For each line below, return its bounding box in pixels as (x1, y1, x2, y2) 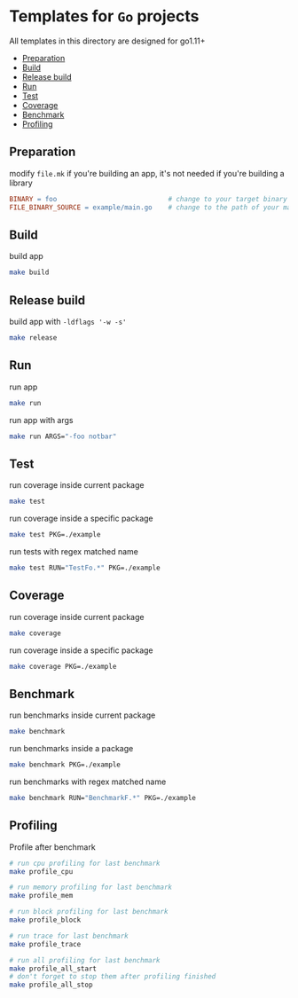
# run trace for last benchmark (9, 931, 129, 940)
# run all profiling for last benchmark (9, 955, 161, 964)
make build (9, 268, 50, 277)
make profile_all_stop (9, 980, 93, 990)
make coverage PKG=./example (9, 662, 117, 671)
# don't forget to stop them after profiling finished (9, 972, 216, 981)
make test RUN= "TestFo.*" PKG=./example (9, 563, 161, 572)
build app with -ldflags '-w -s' (9, 317, 127, 326)
